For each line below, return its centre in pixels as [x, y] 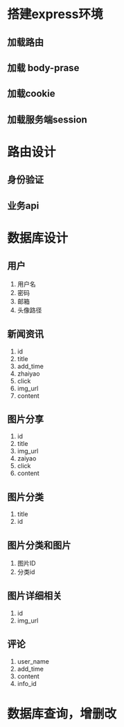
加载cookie [31, 94]
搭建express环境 [55, 14]
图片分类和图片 [39, 545]
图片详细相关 [35, 596]
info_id [27, 683]
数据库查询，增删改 [62, 713]
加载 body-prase [43, 68]
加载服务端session [47, 119]
